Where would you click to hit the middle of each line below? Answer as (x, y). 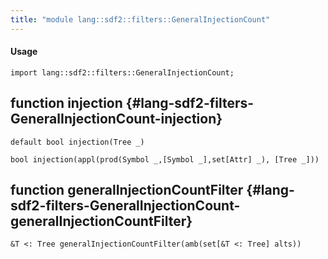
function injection (66, 103)
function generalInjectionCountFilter (127, 190)
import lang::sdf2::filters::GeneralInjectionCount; (122, 72)
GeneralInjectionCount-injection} (116, 119)
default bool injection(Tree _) (77, 142)
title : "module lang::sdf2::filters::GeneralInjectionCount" (140, 19)
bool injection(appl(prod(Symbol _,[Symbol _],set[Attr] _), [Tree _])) (165, 159)
